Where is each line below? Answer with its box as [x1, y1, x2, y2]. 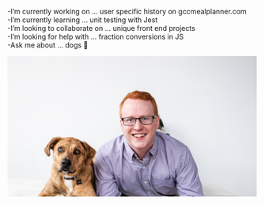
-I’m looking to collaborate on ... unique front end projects [7, 24, 195, 32]
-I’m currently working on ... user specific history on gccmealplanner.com [7, 7, 247, 16]
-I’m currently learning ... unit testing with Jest [7, 15, 158, 25]
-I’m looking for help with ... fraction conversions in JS [7, 32, 184, 41]
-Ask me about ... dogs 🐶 [7, 40, 89, 50]
